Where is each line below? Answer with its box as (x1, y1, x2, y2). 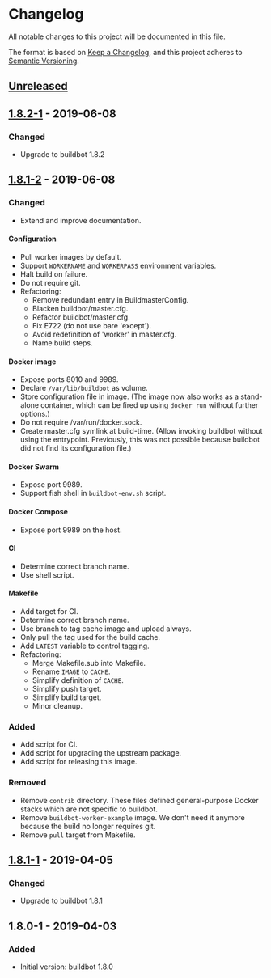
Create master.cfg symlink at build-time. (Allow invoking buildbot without (19, 426, 263, 436)
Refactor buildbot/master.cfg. (32, 312, 131, 322)
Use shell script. (19, 569, 74, 579)
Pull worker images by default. (19, 252, 122, 261)
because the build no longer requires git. (19, 821, 156, 831)
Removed (8, 777, 47, 789)
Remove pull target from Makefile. (19, 830, 136, 840)
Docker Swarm (8, 462, 59, 472)
